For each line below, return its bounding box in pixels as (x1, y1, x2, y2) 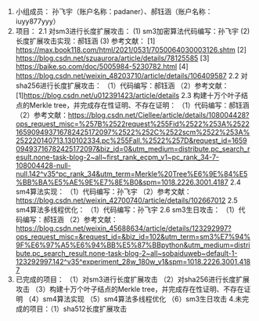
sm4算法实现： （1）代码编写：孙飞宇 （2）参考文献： (15, 187, 192, 196)
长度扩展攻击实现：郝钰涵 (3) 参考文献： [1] (15, 36, 156, 46)
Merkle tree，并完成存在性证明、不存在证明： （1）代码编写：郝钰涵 (29, 100, 250, 110)
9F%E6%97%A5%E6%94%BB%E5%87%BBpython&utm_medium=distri (15, 240, 250, 250)
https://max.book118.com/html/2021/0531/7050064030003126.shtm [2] (15, 46, 246, 54)
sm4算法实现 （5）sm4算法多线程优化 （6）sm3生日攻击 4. (42, 294, 236, 304)
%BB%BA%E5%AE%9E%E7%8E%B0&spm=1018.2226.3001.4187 (15, 177, 228, 187)
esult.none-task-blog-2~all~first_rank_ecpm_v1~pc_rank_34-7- (15, 152, 220, 162)
